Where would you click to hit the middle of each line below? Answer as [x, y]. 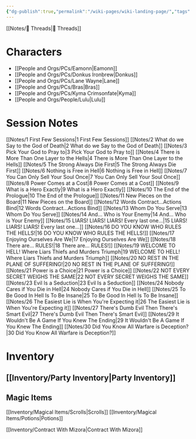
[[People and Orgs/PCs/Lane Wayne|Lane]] [67, 80]
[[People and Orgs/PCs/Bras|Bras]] [57, 87]
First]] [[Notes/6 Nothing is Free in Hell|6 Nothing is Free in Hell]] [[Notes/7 [97, 170]
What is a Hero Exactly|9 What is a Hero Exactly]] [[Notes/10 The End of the [98, 189]
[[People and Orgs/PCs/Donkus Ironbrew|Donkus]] [76, 75]
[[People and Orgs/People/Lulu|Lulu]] [60, 99]
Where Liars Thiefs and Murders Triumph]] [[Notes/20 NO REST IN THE [92, 258]
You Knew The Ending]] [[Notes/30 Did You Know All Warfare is [83, 326]
